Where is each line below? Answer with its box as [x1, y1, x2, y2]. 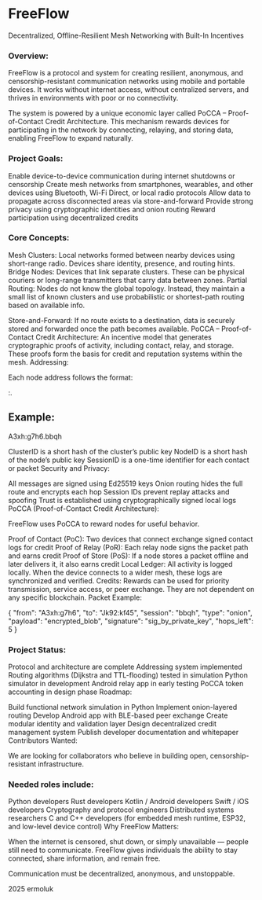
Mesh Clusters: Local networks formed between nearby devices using [8, 250, 235, 259]
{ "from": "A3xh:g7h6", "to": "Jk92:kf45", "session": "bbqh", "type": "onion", [8, 608, 253, 617]
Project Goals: [8, 153, 64, 164]
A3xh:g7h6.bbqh [8, 432, 63, 441]
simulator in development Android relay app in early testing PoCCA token [8, 678, 244, 688]
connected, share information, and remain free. [8, 854, 161, 863]
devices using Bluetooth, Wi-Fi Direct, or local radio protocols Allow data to [8, 188, 251, 197]
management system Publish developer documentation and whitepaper [8, 727, 239, 737]
